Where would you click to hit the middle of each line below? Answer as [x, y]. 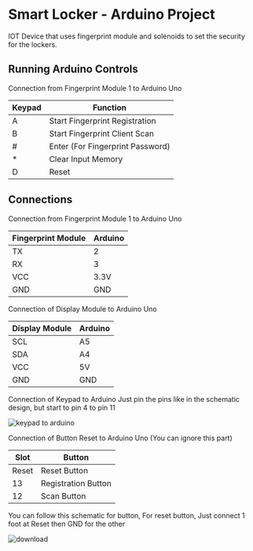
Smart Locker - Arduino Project [112, 15]
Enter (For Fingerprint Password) [110, 146]
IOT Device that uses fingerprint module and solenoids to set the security [127, 36]
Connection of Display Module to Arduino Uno [82, 308]
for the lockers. [33, 44]
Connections [40, 200]
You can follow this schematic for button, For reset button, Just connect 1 [126, 515]
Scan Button [63, 496]
